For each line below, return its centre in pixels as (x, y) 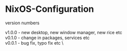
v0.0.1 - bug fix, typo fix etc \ (34, 43)
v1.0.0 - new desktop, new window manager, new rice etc (64, 32)
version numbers (22, 23)
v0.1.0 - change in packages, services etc (47, 38)
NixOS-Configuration (50, 9)
